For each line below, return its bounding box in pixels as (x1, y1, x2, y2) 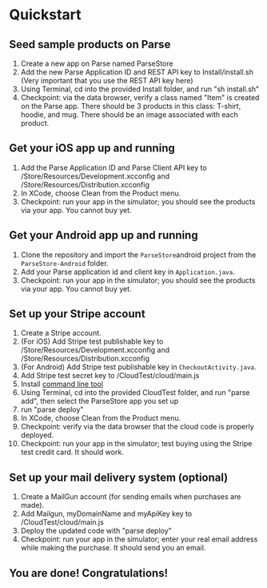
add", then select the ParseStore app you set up (20, 397, 179, 406)
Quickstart (9, 6, 82, 24)
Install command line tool (20, 379, 103, 389)
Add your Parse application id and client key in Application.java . (20, 267, 235, 276)
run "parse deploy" (20, 405, 84, 414)
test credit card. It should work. (20, 447, 125, 457)
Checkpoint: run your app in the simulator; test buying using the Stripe (20, 439, 253, 449)
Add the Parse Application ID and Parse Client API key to (20, 163, 207, 172)
